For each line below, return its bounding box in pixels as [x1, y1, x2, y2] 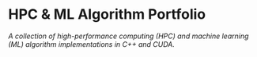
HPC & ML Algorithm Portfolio [8, 5, 206, 23]
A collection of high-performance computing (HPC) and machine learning [8, 31, 249, 41]
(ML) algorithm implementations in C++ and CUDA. [8, 39, 176, 48]
